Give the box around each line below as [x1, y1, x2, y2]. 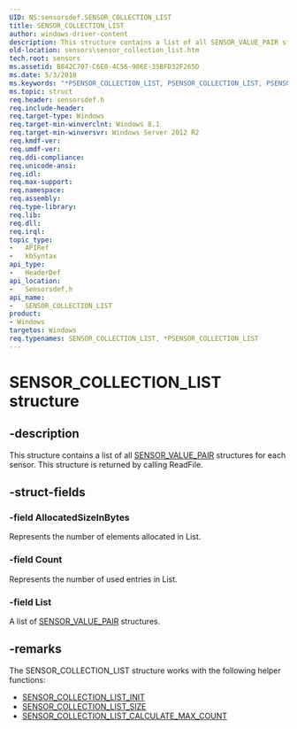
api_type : [9, 260, 46, 269]
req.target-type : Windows [9, 112, 104, 120]
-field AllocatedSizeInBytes [9, 511, 130, 523]
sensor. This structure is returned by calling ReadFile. [9, 459, 203, 469]
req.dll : [9, 219, 42, 228]
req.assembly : [9, 194, 62, 204]
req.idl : [9, 169, 42, 178]
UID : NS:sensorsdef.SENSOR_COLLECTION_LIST [9, 12, 172, 22]
